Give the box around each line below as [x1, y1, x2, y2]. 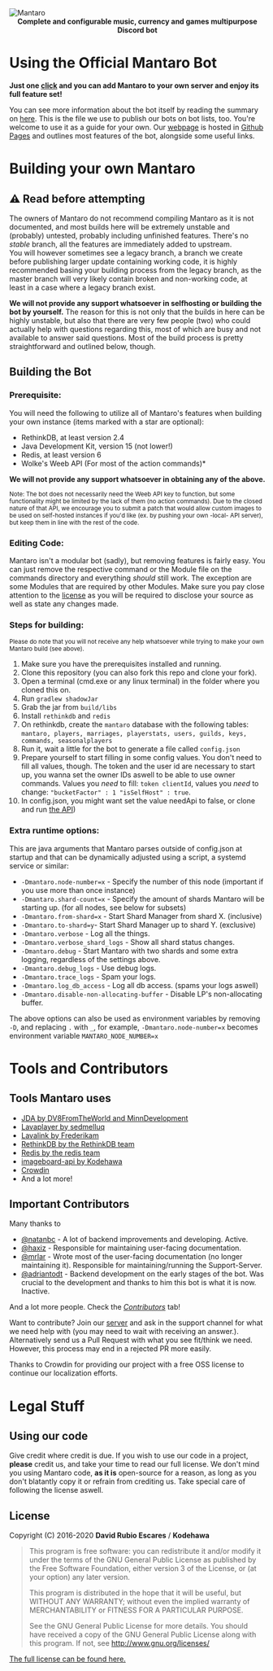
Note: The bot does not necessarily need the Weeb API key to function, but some [9, 490, 236, 498]
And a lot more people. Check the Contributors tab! [9, 1302, 181, 1312]
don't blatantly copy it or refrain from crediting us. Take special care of [9, 1476, 246, 1486]
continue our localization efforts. [9, 1368, 119, 1378]
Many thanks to [9, 1218, 62, 1228]
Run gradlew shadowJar [20, 693, 98, 703]
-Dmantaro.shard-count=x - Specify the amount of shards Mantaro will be [20, 894, 265, 903]
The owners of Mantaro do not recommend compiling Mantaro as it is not [9, 213, 254, 223]
